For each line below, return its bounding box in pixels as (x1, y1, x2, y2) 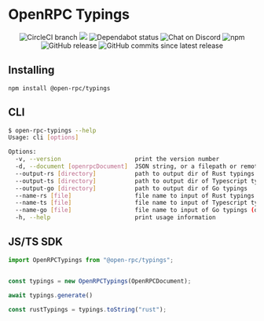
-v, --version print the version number (15, 155, 220, 163)
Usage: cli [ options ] (8, 133, 79, 142)
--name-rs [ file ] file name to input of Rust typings (15, 192, 255, 199)
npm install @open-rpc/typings (8, 84, 111, 92)
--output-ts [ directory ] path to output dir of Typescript (15, 177, 247, 185)
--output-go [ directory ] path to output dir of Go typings (15, 184, 247, 192)
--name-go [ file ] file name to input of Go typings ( (15, 206, 255, 214)
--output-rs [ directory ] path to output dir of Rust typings (15, 170, 255, 177)
